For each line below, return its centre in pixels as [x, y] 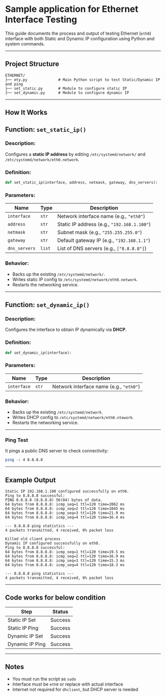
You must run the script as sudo [44, 679]
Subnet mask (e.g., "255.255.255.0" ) [100, 232]
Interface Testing [41, 20]
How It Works [26, 113]
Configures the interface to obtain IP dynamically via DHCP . [66, 329]
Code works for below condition [56, 598]
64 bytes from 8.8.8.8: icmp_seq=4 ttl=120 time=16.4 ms [65, 517]
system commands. [25, 44]
